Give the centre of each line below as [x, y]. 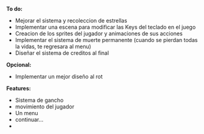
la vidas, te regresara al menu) [53, 46]
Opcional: [19, 65]
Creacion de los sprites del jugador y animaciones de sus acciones [99, 33]
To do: [15, 9]
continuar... [29, 119]
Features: [19, 88]
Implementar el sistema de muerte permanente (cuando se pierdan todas [106, 40]
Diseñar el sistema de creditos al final [62, 53]
